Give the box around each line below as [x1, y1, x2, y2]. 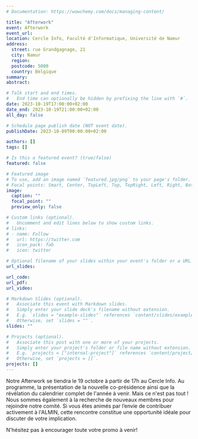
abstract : [6, 80, 31, 85]
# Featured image [6, 171, 49, 177]
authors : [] [6, 139, 35, 145]
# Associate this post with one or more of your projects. [6, 339, 160, 345]
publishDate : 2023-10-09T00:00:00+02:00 [6, 128, 107, 134]
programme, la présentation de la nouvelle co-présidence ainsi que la [6, 384, 175, 391]
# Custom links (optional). [6, 214, 75, 220]
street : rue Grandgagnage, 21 [11, 47, 85, 53]
